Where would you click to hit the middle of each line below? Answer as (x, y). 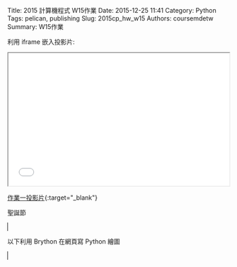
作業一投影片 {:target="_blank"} (52, 198)
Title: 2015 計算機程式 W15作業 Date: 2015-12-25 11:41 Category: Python (112, 10)
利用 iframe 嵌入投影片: (41, 42)
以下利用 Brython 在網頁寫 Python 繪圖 (64, 242)
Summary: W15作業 (35, 27)
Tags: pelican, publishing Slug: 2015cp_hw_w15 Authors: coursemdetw (110, 18)
